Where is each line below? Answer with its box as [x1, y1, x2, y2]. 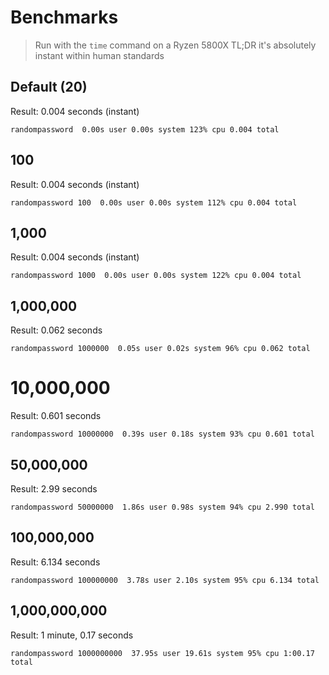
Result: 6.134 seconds [10, 556, 101, 568]
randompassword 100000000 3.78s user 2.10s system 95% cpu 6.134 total [10, 575, 320, 585]
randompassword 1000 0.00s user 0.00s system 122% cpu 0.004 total [10, 271, 302, 281]
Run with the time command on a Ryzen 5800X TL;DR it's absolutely [34, 39, 317, 51]
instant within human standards [34, 49, 165, 61]
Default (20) [10, 79, 88, 96]
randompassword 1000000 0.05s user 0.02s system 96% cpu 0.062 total [10, 344, 311, 354]
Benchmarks [10, 6, 119, 29]
